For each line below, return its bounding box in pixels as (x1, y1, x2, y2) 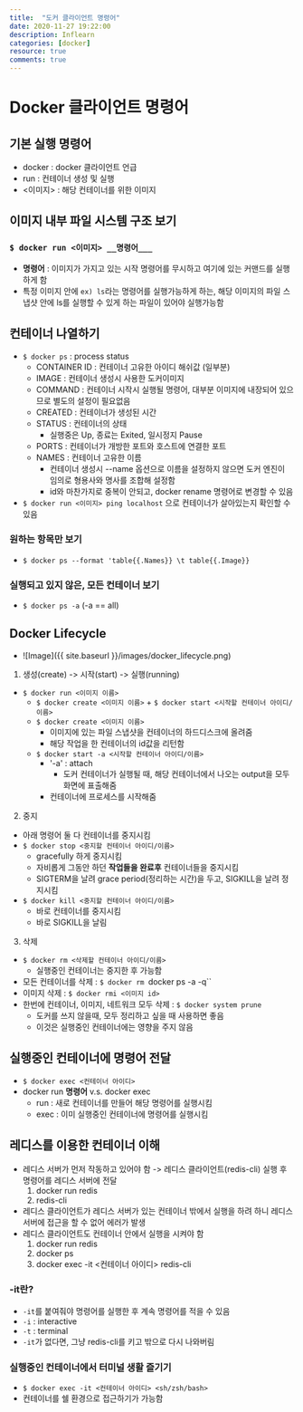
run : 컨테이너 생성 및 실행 (22, 173, 115, 184)
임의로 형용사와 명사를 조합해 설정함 (49, 475, 176, 485)
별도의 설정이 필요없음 (52, 395, 131, 406)
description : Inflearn (9, 30, 95, 39)
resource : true (9, 47, 67, 56)
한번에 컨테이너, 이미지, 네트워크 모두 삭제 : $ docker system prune (22, 998, 262, 1010)
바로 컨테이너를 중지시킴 (35, 905, 122, 916)
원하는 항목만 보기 (9, 533, 83, 546)
